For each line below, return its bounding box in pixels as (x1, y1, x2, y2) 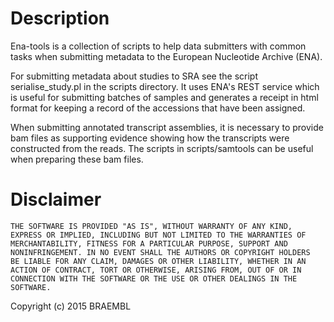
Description (10, 7, 110, 30)
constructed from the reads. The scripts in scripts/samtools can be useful (10, 142, 314, 154)
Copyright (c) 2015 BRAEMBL (10, 300, 132, 312)
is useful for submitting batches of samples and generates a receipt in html (10, 91, 319, 103)
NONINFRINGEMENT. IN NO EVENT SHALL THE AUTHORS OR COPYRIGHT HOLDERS (10, 247, 311, 257)
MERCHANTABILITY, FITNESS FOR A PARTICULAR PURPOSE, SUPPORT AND (10, 238, 288, 249)
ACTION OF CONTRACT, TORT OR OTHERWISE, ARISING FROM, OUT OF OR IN (10, 265, 302, 275)
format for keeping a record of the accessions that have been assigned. (10, 102, 306, 114)
